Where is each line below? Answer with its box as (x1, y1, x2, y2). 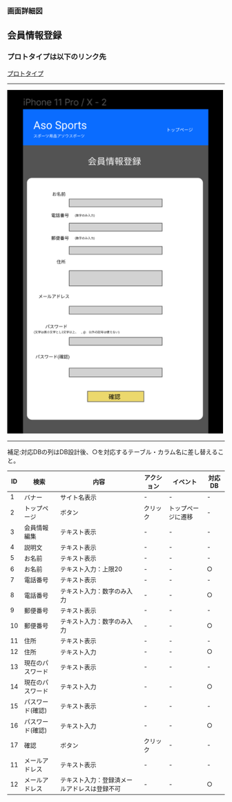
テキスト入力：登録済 (59, 776, 121, 784)
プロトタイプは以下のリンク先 (7, 52, 107, 62)
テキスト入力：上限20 (59, 565, 123, 573)
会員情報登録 (7, 30, 62, 41)
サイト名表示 (59, 493, 97, 501)
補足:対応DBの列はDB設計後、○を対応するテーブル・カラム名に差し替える (7, 448, 218, 456)
